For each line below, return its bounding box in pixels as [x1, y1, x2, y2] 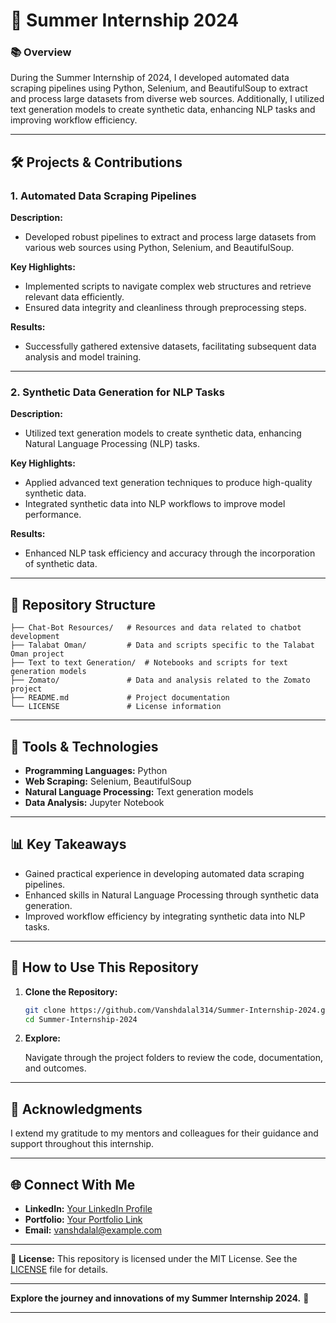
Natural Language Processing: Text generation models [24, 786, 254, 798]
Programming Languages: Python [24, 765, 168, 777]
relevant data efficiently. [24, 291, 125, 303]
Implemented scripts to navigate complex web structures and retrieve [24, 280, 312, 293]
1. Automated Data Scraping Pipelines [10, 189, 197, 203]
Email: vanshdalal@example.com [24, 1224, 163, 1236]
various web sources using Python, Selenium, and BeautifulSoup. [24, 242, 295, 254]
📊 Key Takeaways [10, 836, 127, 853]
